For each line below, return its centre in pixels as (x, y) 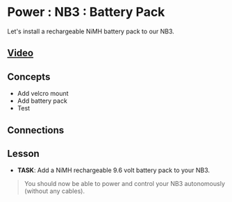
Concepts (29, 77)
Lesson (23, 153)
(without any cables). (55, 191)
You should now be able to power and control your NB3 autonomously (125, 184)
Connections (36, 130)
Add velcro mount (43, 94)
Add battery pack (42, 101)
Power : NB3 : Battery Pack (86, 12)
